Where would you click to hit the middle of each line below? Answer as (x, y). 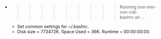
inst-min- (147, 7)
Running (128, 7)
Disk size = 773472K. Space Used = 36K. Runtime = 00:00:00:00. (84, 32)
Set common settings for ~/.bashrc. (53, 26)
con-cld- (129, 12)
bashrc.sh (130, 17)
